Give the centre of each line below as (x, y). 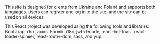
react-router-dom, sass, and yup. (70, 36)
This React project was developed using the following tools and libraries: (77, 26)
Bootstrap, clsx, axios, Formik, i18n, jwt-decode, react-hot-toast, (69, 31)
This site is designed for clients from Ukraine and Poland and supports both (80, 7)
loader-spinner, (20, 36)
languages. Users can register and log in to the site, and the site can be (76, 12)
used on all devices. (25, 17)
